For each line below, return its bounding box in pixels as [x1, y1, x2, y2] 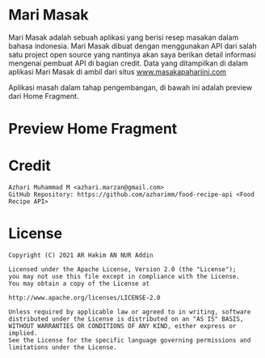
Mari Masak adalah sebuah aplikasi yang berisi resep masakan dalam [8, 32, 239, 42]
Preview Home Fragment [8, 120, 178, 139]
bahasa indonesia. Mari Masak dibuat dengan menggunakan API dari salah [8, 40, 257, 50]
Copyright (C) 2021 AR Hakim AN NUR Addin [8, 251, 154, 259]
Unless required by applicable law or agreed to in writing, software [8, 308, 251, 316]
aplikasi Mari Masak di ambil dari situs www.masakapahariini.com [8, 66, 227, 76]
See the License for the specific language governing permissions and [8, 336, 251, 344]
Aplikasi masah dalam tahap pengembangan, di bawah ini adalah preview [8, 83, 253, 92]
